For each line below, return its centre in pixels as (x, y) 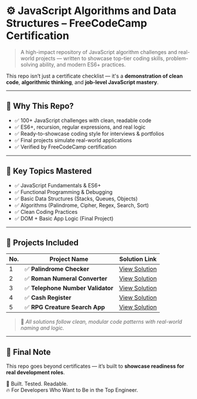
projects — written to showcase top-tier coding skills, (100, 58)
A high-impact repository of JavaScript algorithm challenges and (99, 52)
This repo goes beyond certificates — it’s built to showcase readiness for (95, 366)
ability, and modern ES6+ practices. (83, 64)
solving (29, 64)
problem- (177, 58)
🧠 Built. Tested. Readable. (37, 384)
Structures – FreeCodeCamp (77, 23)
